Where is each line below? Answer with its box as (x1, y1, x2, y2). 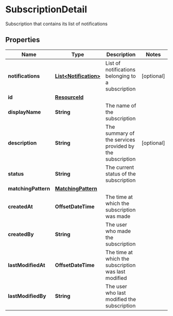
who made (105, 227, 131, 235)
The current (105, 164, 134, 171)
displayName (8, 108, 41, 115)
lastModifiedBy (8, 292, 46, 300)
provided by (105, 143, 135, 150)
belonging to (105, 72, 136, 79)
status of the (105, 170, 136, 177)
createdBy (8, 231, 34, 238)
